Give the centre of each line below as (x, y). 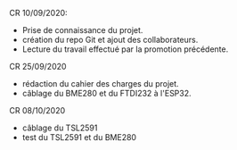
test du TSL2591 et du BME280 (79, 137)
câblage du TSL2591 (60, 128)
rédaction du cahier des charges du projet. (101, 83)
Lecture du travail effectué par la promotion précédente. (125, 49)
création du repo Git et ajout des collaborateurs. (110, 40)
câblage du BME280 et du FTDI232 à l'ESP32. (106, 93)
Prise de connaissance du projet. (82, 30)
